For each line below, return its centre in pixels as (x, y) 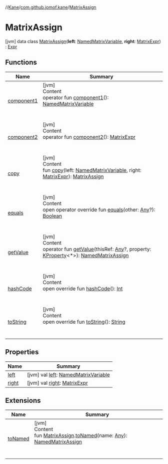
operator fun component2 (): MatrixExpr (89, 137)
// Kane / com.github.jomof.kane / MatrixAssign (51, 7)
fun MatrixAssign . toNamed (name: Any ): (81, 435)
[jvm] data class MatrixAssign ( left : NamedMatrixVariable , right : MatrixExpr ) (83, 41)
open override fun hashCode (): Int (82, 289)
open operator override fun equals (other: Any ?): (99, 209)
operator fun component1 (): (75, 97)
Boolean (52, 216)
